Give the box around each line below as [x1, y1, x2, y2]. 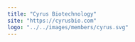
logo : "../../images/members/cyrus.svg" [7, 23, 129, 31]
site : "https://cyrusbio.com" [7, 17, 97, 24]
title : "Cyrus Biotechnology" [7, 10, 97, 18]
